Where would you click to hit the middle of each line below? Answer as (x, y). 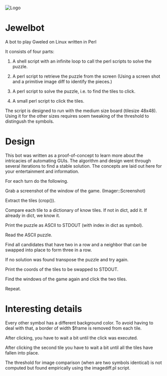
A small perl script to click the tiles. (48, 101)
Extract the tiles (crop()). (30, 200)
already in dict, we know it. (33, 215)
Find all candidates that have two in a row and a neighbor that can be (76, 244)
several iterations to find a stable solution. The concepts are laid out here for (83, 166)
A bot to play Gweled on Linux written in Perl (51, 42)
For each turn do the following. (37, 181)
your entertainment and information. (42, 171)
